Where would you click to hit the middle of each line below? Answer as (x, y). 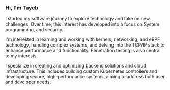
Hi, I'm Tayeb (22, 8)
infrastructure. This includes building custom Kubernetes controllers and (81, 71)
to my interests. (22, 56)
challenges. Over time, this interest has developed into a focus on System (82, 24)
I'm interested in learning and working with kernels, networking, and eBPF (83, 39)
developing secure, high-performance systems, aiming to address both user (85, 77)
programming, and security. (34, 30)
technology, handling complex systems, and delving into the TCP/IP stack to (85, 45)
